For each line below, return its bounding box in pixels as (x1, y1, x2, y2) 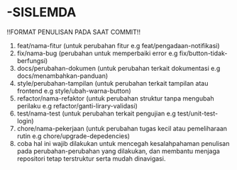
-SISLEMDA (6, 4, 77, 21)
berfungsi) (16, 56, 48, 64)
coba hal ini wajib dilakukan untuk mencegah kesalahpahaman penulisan (16, 139, 230, 147)
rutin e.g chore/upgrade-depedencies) (16, 132, 131, 140)
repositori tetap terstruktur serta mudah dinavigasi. (16, 154, 166, 163)
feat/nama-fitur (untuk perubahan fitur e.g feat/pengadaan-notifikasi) (16, 41, 221, 50)
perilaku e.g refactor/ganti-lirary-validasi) (16, 101, 138, 110)
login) (16, 116, 34, 125)
